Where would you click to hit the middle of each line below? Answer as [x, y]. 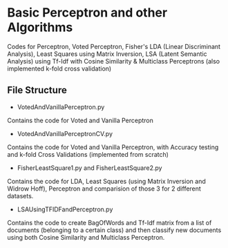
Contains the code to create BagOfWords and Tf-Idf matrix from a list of [110, 222]
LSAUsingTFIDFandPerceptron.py [65, 209]
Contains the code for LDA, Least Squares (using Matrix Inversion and [106, 181]
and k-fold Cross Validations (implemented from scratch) [88, 154]
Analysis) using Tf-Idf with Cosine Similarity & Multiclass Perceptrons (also [114, 61]
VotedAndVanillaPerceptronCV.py [65, 133]
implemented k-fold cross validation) [59, 68]
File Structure [37, 90]
